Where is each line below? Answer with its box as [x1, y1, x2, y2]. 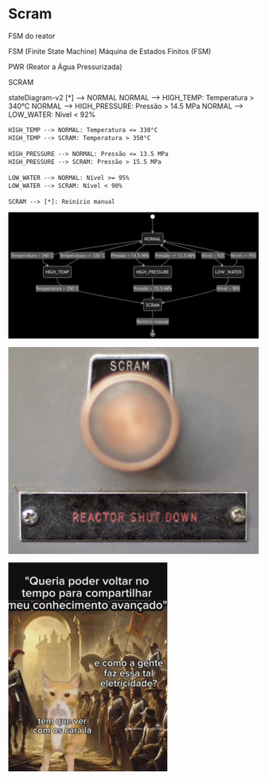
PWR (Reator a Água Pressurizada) [8, 61, 123, 72]
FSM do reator [8, 31, 56, 41]
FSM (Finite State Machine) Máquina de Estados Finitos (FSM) [8, 46, 212, 56]
